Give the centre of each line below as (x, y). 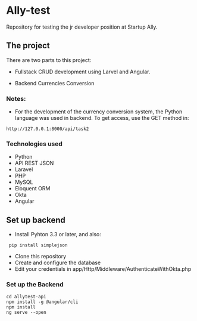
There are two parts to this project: (49, 60)
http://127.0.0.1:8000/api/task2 (48, 129)
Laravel (24, 169)
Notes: (16, 98)
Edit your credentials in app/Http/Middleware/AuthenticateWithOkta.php (103, 269)
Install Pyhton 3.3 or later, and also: (58, 234)
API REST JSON (34, 163)
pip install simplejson (38, 245)
